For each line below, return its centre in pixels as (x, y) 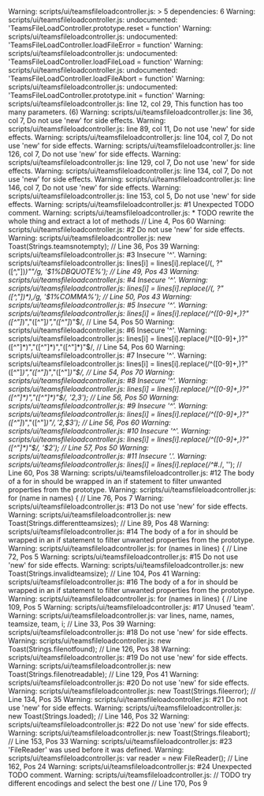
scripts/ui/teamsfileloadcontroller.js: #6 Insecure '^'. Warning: (108, 330)
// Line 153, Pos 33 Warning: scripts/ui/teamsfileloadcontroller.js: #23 (120, 741)
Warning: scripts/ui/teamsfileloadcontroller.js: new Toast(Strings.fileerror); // (132, 691)
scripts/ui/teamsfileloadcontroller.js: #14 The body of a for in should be (123, 531)
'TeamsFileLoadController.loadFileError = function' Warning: (106, 45)
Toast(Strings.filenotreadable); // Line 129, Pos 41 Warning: (104, 674)
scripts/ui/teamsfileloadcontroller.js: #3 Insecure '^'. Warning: (108, 255)
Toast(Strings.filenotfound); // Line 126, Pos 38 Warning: (99, 649)
